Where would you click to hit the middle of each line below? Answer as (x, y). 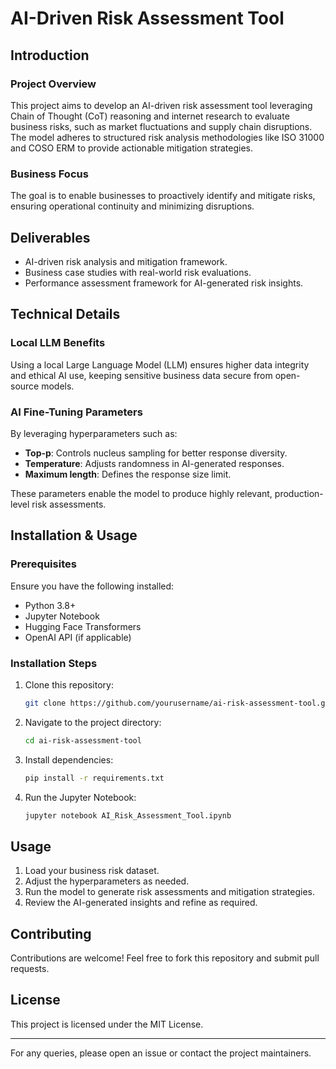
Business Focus (49, 174)
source (25, 386)
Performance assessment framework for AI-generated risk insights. (164, 283)
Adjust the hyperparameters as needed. (107, 881)
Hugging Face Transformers (83, 626)
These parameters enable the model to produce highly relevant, (141, 493)
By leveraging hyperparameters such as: (94, 433)
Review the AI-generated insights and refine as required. (141, 903)
